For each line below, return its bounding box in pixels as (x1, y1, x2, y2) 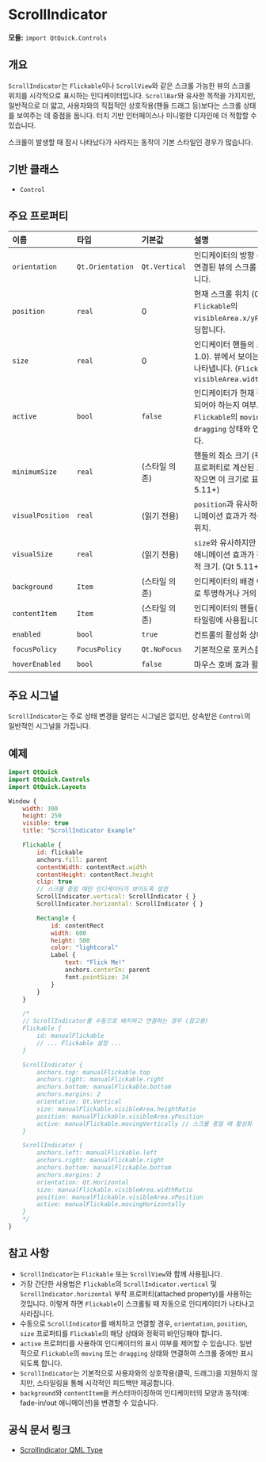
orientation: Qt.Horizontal (36, 1178, 129, 1186)
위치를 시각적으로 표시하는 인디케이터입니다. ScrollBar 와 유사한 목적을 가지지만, (8, 90, 256, 100)
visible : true (22, 819, 69, 828)
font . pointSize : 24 (64, 973, 129, 981)
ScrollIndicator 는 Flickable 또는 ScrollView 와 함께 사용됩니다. (19, 1269, 223, 1278)
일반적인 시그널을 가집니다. (8, 721, 91, 731)
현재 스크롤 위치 (193, 289, 249, 300)
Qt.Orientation (76, 262, 135, 271)
